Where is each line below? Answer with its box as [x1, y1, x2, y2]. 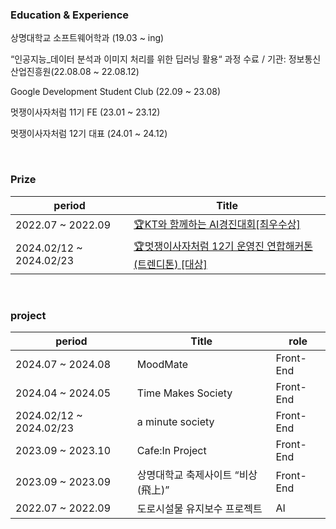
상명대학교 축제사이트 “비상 [136, 468, 258, 482]
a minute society [136, 414, 215, 428]
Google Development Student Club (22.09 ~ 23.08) [10, 86, 222, 98]
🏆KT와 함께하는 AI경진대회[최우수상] [133, 217, 301, 231]
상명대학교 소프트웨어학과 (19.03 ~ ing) [10, 32, 165, 44]
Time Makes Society [136, 386, 233, 400]
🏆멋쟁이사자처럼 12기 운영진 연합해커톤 [133, 239, 313, 253]
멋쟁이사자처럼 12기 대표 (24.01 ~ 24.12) [10, 128, 168, 140]
